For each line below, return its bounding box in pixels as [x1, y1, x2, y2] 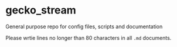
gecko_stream [5, 4, 77, 17]
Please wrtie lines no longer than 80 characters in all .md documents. [5, 34, 172, 41]
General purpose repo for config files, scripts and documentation [5, 23, 163, 30]
